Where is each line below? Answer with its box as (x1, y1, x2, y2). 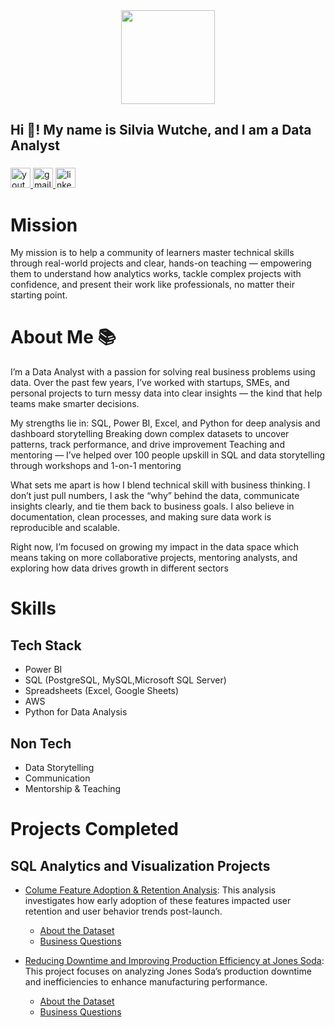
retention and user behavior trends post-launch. (24, 905, 223, 917)
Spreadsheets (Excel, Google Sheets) (24, 685, 180, 697)
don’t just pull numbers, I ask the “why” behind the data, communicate (10, 490, 300, 502)
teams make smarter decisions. (10, 398, 140, 410)
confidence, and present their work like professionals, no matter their (10, 279, 295, 291)
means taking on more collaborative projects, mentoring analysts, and (10, 552, 298, 564)
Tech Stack (10, 637, 82, 654)
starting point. (10, 289, 68, 301)
